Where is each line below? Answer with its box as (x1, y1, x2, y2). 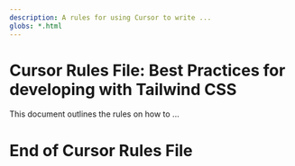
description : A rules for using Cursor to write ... (9, 13, 212, 22)
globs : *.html (9, 22, 63, 31)
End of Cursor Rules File (9, 140, 193, 161)
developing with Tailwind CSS (9, 79, 237, 100)
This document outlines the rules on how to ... (9, 109, 180, 119)
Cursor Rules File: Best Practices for (9, 60, 286, 81)
